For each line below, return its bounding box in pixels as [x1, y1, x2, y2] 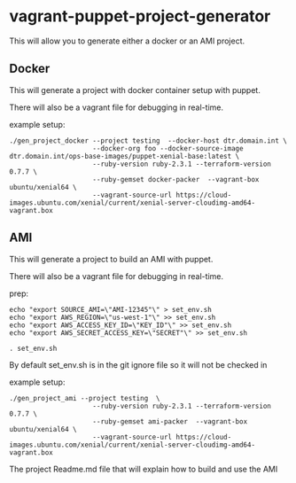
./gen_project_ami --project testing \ [9, 393, 161, 402]
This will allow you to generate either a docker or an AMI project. [9, 35, 245, 46]
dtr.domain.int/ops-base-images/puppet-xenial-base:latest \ [9, 152, 240, 160]
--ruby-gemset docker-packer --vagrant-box [92, 175, 260, 183]
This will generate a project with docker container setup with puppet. [9, 84, 261, 95]
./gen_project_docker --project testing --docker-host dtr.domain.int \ [9, 136, 288, 145]
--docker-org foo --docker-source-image [92, 144, 244, 152]
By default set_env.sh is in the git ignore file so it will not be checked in [9, 359, 268, 370]
